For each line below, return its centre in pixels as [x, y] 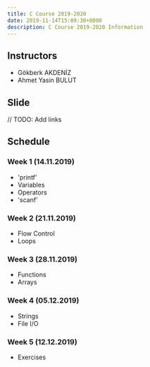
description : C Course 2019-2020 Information [75, 27]
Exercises [32, 357]
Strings [28, 316]
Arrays [27, 282]
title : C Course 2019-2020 [47, 14]
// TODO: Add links [35, 120]
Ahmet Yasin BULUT [47, 80]
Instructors [32, 56]
